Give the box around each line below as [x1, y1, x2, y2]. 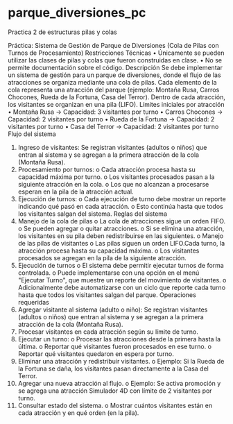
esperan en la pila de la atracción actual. [17, 187, 134, 196]
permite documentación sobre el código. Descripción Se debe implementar [8, 63, 223, 71]
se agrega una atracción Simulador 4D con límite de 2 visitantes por [17, 387, 212, 395]
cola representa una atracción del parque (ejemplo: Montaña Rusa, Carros [8, 85, 220, 94]
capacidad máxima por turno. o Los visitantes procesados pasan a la [17, 172, 215, 181]
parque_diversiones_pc [8, 5, 146, 21]
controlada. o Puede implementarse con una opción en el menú [17, 269, 200, 277]
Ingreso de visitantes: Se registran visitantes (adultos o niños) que [17, 143, 207, 151]
